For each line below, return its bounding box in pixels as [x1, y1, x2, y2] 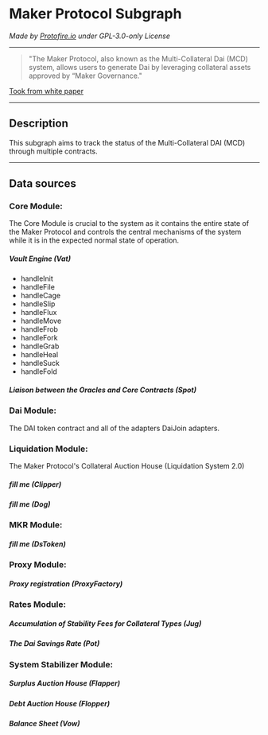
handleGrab [20, 341, 60, 351]
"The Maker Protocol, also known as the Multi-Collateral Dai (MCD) [28, 53, 249, 64]
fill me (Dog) [9, 500, 51, 509]
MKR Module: [9, 519, 63, 531]
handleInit [20, 274, 54, 283]
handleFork [20, 333, 58, 343]
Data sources [9, 177, 76, 191]
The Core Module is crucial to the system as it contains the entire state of [9, 219, 250, 228]
